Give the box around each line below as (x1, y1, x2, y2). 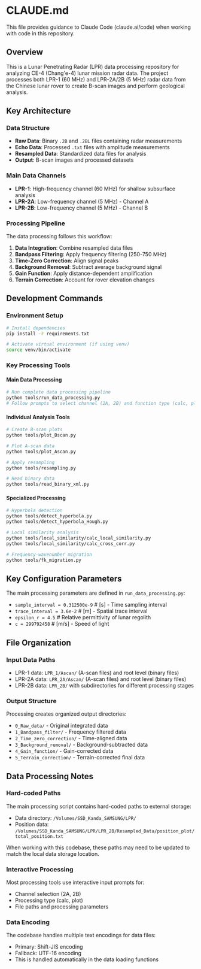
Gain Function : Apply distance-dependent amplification (14, 270, 153, 277)
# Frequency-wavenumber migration (6, 552, 93, 558)
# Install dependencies (6, 325, 66, 331)
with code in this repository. (6, 29, 75, 37)
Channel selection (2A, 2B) (14, 891, 81, 898)
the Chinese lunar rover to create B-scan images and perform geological (6, 82, 185, 89)
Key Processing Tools (6, 361, 71, 370)
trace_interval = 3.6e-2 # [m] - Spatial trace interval (14, 607, 148, 614)
